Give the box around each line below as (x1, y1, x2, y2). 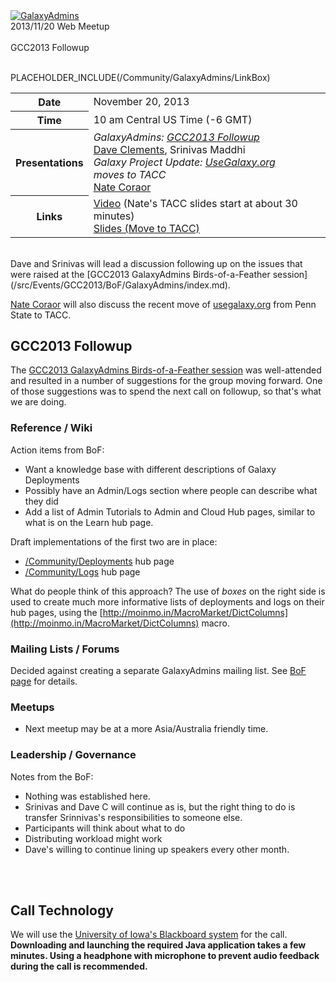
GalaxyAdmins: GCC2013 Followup (93, 130, 260, 144)
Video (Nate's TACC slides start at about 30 (93, 196, 298, 210)
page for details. (10, 675, 78, 687)
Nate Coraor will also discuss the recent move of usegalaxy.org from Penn (10, 298, 317, 310)
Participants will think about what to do (24, 822, 186, 834)
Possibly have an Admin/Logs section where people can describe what (24, 484, 318, 496)
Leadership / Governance (10, 748, 137, 762)
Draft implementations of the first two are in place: (10, 535, 218, 548)
